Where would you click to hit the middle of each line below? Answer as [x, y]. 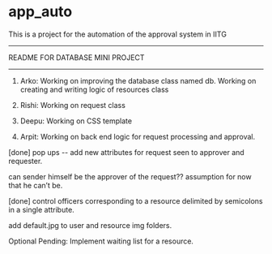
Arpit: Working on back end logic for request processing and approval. [138, 136]
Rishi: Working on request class [72, 105]
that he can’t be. [36, 185]
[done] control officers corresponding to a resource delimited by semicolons [136, 200]
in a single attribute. [41, 209]
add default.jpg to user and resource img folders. [90, 225]
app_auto [40, 12]
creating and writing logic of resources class [94, 89]
